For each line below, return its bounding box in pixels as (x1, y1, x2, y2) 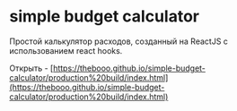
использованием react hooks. (9, 45, 123, 55)
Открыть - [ (9, 63, 54, 73)
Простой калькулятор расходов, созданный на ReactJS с (9, 36, 229, 47)
